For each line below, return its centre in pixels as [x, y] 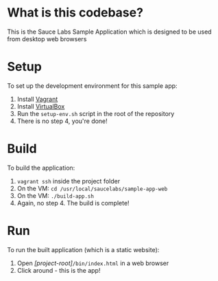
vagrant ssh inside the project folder [69, 181]
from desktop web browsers [47, 38]
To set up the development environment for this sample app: [92, 86]
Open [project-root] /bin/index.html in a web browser [93, 263]
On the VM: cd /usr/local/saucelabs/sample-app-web [92, 188]
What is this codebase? [75, 13]
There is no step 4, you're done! [62, 121]
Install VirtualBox [41, 106]
